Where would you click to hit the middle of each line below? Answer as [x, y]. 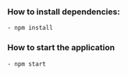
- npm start [27, 64]
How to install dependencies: [64, 12]
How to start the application [61, 48]
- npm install [30, 28]
